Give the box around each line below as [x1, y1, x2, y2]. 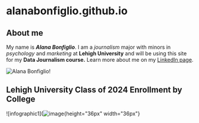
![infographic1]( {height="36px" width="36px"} [6, 110, 141, 117]
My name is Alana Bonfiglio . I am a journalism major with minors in [6, 43, 171, 51]
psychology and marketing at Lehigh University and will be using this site [6, 50, 187, 57]
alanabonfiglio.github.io [6, 4, 128, 18]
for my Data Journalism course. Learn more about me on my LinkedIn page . [6, 56, 194, 63]
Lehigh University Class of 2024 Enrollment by [6, 85, 182, 95]
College [6, 94, 36, 105]
